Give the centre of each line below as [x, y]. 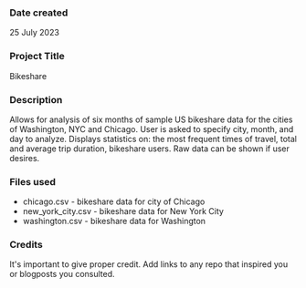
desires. [25, 158]
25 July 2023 [34, 33]
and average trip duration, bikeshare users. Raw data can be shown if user [150, 149]
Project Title [37, 57]
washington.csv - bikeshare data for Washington [114, 221]
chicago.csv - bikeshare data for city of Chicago [114, 201]
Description [36, 99]
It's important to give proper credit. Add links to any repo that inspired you [149, 264]
